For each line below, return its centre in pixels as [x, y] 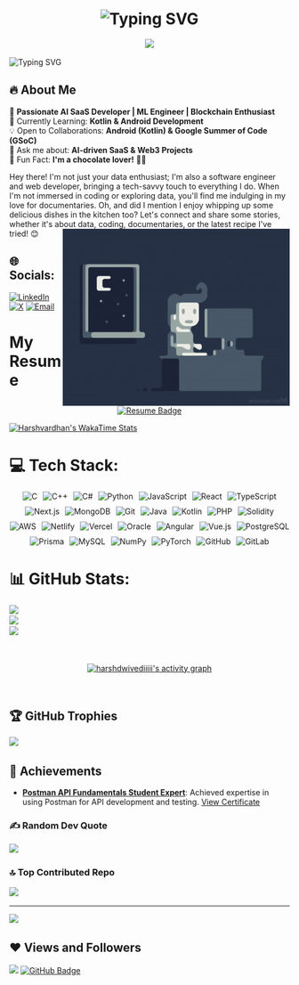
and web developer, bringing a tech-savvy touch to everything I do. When [145, 186]
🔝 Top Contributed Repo [62, 873]
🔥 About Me [43, 90]
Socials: [32, 276]
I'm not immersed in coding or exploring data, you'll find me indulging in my [148, 195]
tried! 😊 [24, 233]
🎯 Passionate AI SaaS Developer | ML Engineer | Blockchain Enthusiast [142, 111]
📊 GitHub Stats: [70, 578]
